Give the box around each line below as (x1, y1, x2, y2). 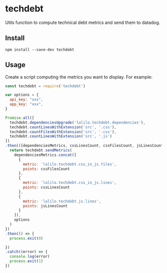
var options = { (5, 93, 39, 98)
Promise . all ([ (5, 115, 35, 120)
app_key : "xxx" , (9, 102, 43, 107)
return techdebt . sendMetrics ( (9, 148, 72, 153)
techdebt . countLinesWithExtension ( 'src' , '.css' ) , (9, 125, 117, 130)
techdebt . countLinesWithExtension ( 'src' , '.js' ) (9, 134, 112, 139)
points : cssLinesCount (23, 185, 70, 190)
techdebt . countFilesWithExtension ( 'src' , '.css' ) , (9, 129, 117, 135)
